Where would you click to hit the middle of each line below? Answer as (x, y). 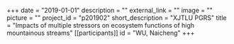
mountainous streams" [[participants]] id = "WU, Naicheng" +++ (101, 33)
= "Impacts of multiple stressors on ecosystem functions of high (101, 25)
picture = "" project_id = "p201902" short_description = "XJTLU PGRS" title (117, 18)
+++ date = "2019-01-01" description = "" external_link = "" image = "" (110, 10)
